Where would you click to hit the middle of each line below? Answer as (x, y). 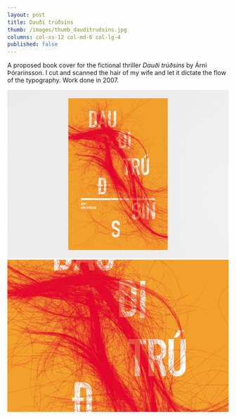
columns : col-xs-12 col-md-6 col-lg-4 (64, 37)
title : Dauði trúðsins (40, 22)
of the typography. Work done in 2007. (63, 80)
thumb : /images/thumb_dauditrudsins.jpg (67, 29)
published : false (33, 45)
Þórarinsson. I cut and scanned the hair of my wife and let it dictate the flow (117, 73)
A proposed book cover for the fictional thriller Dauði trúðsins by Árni (107, 65)
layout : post (26, 15)
